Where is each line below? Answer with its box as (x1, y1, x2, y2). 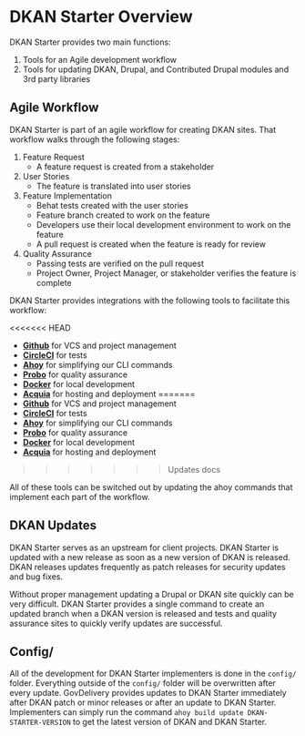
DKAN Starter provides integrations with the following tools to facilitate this (9, 294, 290, 306)
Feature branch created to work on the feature (36, 210, 210, 220)
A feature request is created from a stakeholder (36, 161, 215, 172)
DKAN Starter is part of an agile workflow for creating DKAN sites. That (9, 124, 277, 135)
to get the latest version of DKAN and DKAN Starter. (72, 717, 267, 728)
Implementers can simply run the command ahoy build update (9, 707, 244, 718)
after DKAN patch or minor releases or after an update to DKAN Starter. (9, 697, 277, 708)
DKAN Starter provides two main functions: (9, 36, 171, 47)
